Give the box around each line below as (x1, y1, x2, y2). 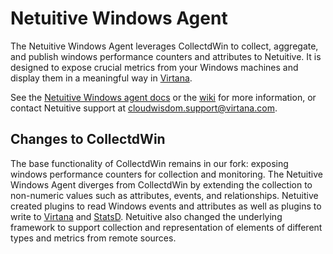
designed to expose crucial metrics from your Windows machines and (10, 61, 299, 73)
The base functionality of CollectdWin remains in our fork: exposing (10, 157, 289, 169)
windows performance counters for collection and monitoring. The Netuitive (10, 168, 323, 180)
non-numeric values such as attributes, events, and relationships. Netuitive (10, 189, 319, 201)
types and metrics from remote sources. (10, 232, 177, 244)
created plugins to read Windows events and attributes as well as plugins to (10, 200, 322, 212)
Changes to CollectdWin (10, 131, 166, 148)
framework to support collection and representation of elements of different (10, 221, 323, 233)
